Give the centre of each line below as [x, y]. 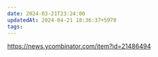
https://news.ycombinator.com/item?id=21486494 [79, 47]
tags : [15, 26]
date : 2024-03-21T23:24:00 [46, 14]
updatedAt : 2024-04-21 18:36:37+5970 [62, 20]
